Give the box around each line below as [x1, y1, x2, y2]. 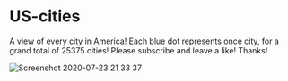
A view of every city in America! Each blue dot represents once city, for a [9, 36, 280, 46]
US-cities [9, 6, 81, 27]
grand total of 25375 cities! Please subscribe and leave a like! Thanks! [9, 45, 268, 55]
